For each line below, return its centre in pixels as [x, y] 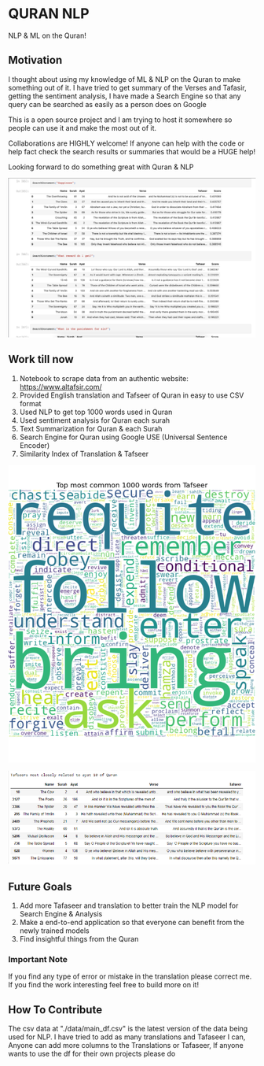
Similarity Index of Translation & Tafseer [84, 453]
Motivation [35, 60]
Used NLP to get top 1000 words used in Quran [96, 412]
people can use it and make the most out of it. [82, 128]
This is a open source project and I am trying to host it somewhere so [120, 120]
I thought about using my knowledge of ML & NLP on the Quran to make [125, 79]
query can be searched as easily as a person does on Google [107, 104]
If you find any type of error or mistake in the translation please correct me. [130, 976]
